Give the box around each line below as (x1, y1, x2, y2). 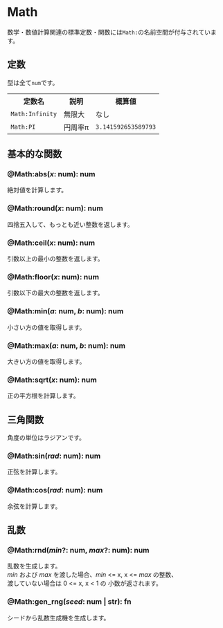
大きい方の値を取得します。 (7, 357, 86, 365)
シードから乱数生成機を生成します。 (7, 613, 110, 622)
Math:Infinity (10, 110, 57, 118)
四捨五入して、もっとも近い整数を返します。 (7, 220, 134, 228)
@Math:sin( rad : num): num (7, 451, 101, 461)
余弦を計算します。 (7, 502, 62, 510)
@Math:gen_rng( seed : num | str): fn (7, 597, 132, 607)
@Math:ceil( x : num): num (7, 238, 96, 248)
